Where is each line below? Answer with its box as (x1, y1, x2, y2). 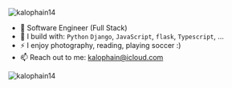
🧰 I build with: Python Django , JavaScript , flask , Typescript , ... (19, 32, 225, 41)
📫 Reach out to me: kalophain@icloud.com (19, 53, 164, 62)
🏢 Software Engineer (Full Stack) (19, 23, 128, 32)
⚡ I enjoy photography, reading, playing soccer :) (19, 41, 181, 50)
